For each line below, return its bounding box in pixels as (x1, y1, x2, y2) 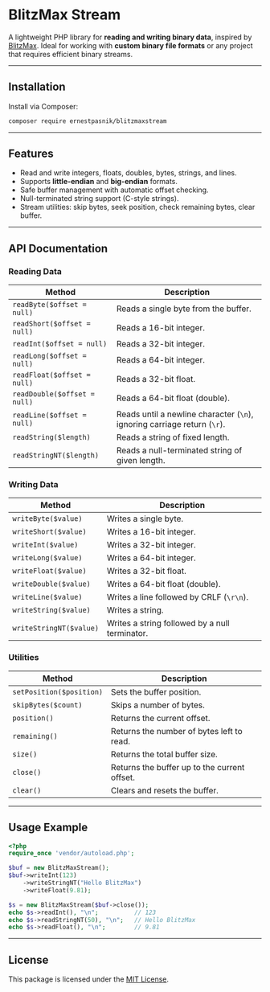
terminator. (106, 628, 149, 639)
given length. (116, 455, 166, 466)
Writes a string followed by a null (106, 617, 230, 629)
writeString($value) (12, 605, 91, 615)
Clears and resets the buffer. (111, 785, 219, 796)
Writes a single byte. (106, 513, 184, 524)
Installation (8, 80, 66, 94)
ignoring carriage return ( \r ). (116, 419, 226, 430)
